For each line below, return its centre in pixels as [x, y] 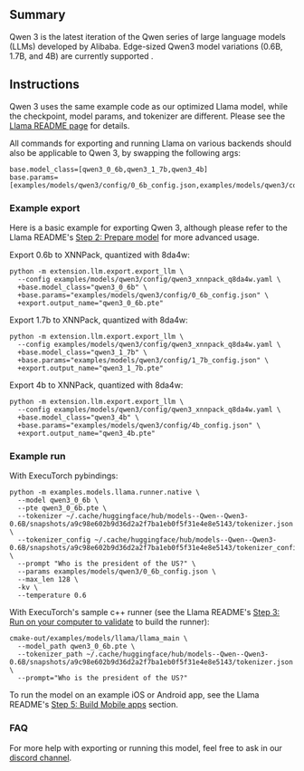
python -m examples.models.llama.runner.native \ [105, 493]
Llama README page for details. [70, 125]
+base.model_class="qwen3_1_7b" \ [82, 352]
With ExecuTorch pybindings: [64, 476]
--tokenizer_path [50, 655]
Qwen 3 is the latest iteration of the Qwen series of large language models [148, 36]
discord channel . [41, 757]
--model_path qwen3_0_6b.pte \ [76, 647]
